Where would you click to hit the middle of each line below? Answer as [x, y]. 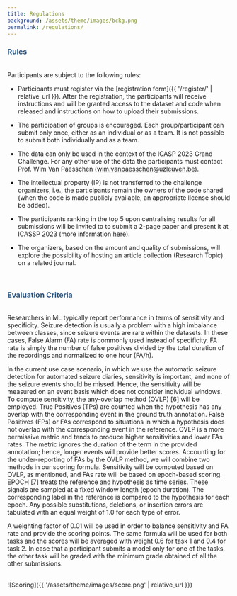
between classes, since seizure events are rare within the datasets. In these [118, 332]
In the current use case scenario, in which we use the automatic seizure [112, 369]
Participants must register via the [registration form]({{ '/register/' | [115, 89]
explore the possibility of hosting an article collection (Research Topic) [120, 255]
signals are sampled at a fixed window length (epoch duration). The [106, 489]
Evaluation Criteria [40, 295]
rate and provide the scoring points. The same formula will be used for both [117, 533]
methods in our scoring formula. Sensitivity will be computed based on [110, 467]
